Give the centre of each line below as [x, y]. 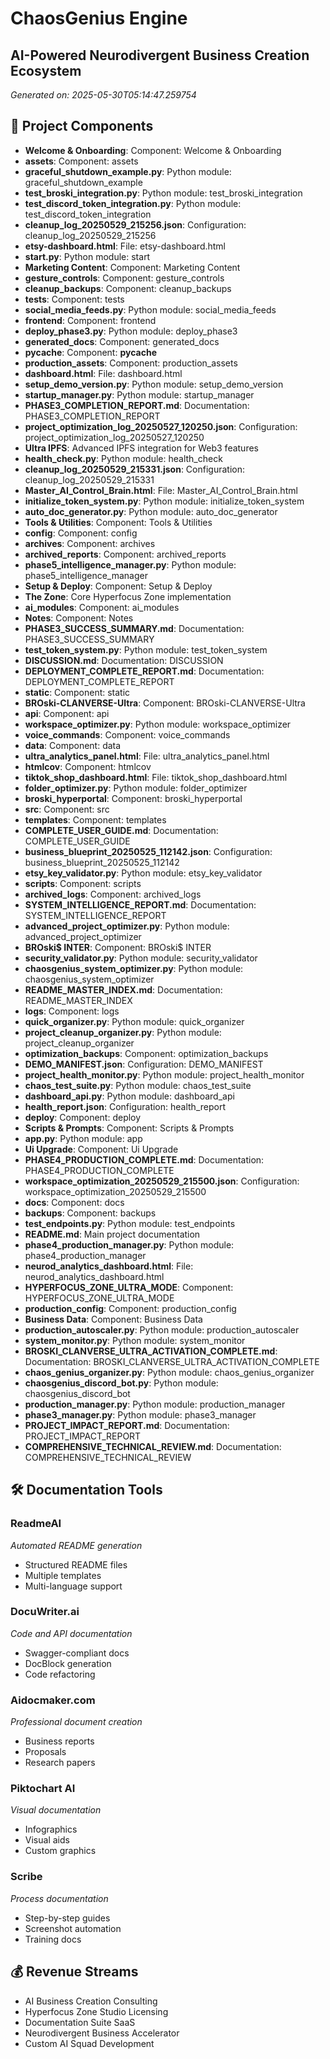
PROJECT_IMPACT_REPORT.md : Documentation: [127, 1425]
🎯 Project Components [82, 126]
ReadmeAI [36, 1524]
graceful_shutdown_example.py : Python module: [128, 171]
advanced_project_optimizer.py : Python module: [127, 926]
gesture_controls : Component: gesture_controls [124, 278]
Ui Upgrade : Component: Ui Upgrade [101, 1149]
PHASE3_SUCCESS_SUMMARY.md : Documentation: [134, 628]
